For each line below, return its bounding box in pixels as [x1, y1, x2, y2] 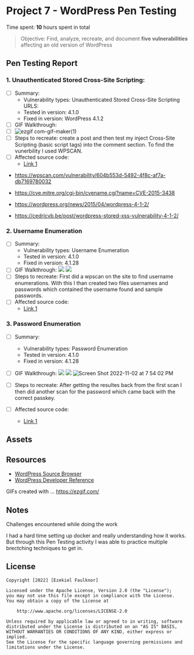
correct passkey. [14, 394, 56, 401]
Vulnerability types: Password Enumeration [23, 345, 128, 352]
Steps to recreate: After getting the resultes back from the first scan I [14, 381, 182, 388]
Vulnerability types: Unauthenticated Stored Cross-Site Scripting [23, 96, 180, 103]
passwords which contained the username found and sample [14, 286, 163, 293]
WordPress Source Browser [14, 470, 82, 478]
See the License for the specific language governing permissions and [6, 639, 183, 645]
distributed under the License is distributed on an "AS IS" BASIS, [6, 623, 178, 630]
